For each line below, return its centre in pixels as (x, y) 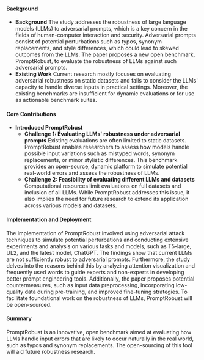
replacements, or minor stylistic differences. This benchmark (101, 160)
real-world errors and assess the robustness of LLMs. (92, 173)
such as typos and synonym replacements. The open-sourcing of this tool (99, 345)
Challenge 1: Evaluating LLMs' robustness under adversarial (102, 134)
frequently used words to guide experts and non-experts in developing (95, 272)
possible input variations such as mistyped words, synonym (100, 153)
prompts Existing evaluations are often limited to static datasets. (105, 141)
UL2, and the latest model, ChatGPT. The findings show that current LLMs (99, 252)
